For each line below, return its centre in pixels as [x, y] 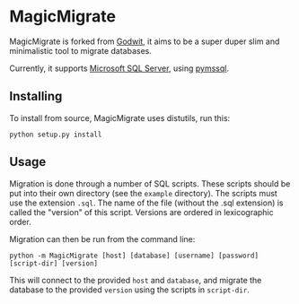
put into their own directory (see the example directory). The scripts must [144, 193]
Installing [36, 96]
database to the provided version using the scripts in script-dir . [129, 290]
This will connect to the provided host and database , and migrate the [136, 280]
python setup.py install [56, 135]
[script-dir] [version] [54, 263]
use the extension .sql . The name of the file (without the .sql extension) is [147, 203]
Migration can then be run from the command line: [102, 239]
